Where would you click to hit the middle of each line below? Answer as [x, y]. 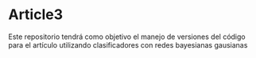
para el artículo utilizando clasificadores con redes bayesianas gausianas [128, 44]
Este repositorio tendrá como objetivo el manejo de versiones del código [127, 37]
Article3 [36, 15]
